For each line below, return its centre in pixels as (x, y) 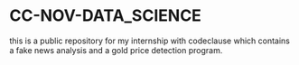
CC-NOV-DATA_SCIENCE (105, 16)
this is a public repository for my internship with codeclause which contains (150, 41)
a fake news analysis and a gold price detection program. (116, 50)
